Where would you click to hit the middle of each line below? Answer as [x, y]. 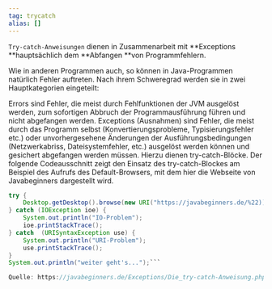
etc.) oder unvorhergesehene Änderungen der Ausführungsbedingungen [130, 137]
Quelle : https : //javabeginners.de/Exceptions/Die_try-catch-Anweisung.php [137, 278]
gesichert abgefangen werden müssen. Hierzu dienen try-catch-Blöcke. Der [136, 155]
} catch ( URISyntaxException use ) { [72, 232]
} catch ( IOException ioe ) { [57, 211]
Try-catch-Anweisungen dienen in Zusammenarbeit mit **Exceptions [122, 46]
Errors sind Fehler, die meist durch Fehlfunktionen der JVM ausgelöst [124, 103]
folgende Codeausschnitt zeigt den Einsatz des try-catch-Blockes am [124, 163]
